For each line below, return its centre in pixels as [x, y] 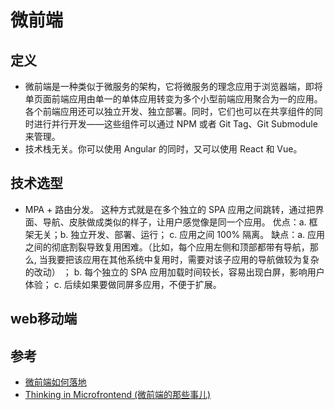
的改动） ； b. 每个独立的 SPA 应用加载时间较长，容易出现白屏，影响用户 [174, 272]
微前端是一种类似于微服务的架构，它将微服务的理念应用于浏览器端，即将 [173, 86]
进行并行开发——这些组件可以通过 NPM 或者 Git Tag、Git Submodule [175, 124]
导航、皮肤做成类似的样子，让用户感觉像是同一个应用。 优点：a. [174, 222]
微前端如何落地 [55, 382]
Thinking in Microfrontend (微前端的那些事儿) [118, 395]
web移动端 [44, 319]
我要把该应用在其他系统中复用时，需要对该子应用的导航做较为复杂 [183, 259]
